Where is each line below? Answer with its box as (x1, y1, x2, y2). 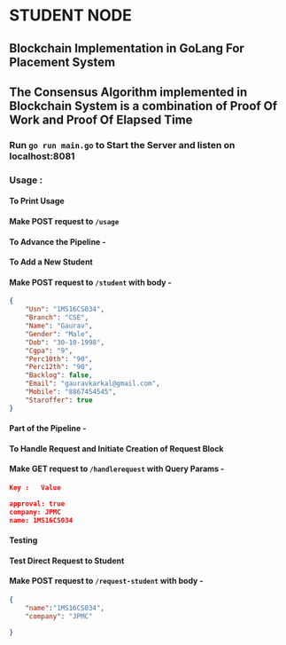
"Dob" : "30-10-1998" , (25, 338, 104, 347)
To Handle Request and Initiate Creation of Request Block (9, 443, 224, 453)
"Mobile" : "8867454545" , (25, 388, 117, 397)
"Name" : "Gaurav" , (25, 321, 93, 331)
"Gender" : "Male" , (25, 329, 93, 338)
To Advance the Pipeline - (9, 236, 106, 247)
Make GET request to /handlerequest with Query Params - (9, 463, 225, 475)
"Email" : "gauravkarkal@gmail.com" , (25, 379, 161, 389)
